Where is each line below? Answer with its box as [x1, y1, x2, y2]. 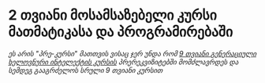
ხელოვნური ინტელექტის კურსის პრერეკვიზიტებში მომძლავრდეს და [8, 57, 239, 67]
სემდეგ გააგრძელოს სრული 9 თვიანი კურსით [8, 65, 163, 74]
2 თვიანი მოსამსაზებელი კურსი [8, 6, 217, 24]
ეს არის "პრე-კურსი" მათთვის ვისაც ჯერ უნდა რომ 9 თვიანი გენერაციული [8, 49, 256, 58]
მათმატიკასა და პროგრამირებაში [8, 23, 233, 41]
